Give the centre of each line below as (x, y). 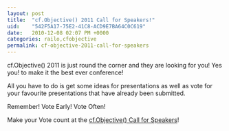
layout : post (26, 13)
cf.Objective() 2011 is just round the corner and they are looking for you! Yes (115, 65)
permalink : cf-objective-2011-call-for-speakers (78, 46)
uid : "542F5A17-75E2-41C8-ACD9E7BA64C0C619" (77, 26)
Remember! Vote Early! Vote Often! (56, 107)
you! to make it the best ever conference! (65, 72)
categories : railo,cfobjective (52, 39)
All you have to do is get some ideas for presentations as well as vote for (110, 86)
